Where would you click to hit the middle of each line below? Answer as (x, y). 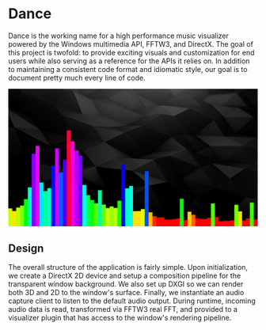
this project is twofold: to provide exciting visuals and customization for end (131, 52)
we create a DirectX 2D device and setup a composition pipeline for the (125, 276)
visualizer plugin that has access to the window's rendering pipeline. (120, 318)
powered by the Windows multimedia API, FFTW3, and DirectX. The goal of (131, 44)
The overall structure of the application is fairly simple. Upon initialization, (128, 267)
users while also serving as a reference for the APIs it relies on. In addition (129, 61)
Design (26, 248)
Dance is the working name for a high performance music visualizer (119, 36)
